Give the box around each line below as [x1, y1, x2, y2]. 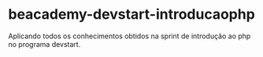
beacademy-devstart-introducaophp [8, 5, 256, 23]
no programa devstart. [8, 39, 81, 48]
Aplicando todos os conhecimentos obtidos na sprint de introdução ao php [8, 31, 251, 41]
